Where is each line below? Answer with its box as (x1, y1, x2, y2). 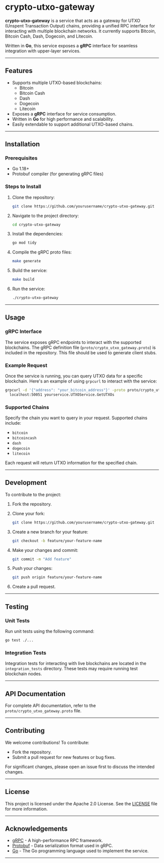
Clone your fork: (12, 510, 45, 516)
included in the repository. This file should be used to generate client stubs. (5, 349, 157, 356)
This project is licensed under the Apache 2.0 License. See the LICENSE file (5, 800, 158, 806)
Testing (5, 602, 29, 611)
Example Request (5, 362, 47, 368)
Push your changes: (12, 566, 53, 571)
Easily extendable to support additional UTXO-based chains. (12, 121, 134, 127)
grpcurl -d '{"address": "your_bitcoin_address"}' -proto (5, 387, 125, 392)
